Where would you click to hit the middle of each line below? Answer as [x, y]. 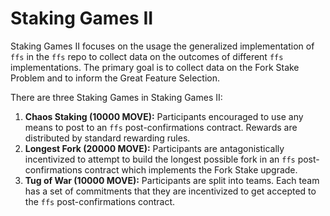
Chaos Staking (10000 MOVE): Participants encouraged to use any [164, 116]
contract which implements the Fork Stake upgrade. [191, 169]
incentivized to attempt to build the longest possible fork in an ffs [160, 159]
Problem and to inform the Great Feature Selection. [115, 78]
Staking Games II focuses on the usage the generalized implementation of [162, 46]
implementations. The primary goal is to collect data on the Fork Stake [155, 67]
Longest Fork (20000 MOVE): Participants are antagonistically [154, 148]
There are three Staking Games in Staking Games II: [116, 97]
